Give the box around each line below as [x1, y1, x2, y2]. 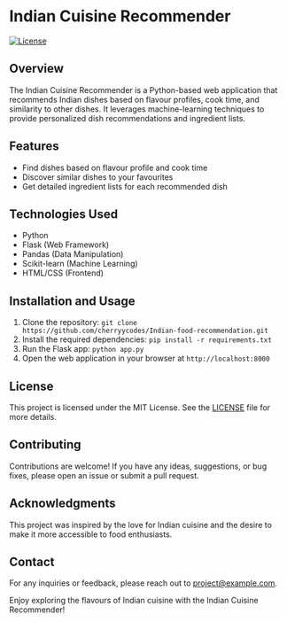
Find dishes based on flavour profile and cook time [21, 162, 208, 173]
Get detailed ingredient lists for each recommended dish [21, 181, 229, 191]
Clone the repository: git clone [21, 317, 137, 328]
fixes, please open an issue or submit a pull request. [9, 470, 199, 480]
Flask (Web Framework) [21, 239, 110, 250]
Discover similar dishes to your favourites [21, 171, 174, 183]
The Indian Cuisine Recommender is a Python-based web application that [9, 84, 278, 95]
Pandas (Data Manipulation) [21, 249, 124, 260]
